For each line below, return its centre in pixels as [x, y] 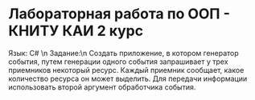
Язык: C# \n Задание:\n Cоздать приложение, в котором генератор [123, 53]
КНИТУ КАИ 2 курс [76, 31]
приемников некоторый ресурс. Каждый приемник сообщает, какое [126, 70]
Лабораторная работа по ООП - [119, 14]
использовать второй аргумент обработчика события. [102, 87]
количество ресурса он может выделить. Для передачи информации [128, 78]
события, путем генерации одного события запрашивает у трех [118, 62]
